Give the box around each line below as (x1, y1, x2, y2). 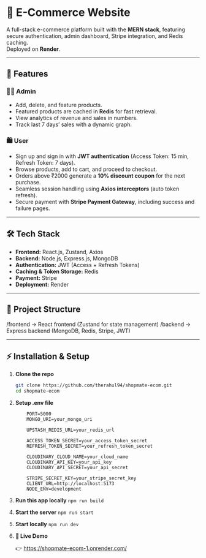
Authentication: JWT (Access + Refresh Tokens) (15, 261, 140, 268)
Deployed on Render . (6, 45, 61, 53)
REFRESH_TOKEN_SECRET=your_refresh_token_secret (26, 443, 153, 450)
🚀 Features (6, 69, 48, 79)
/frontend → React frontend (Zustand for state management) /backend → (6, 320, 191, 328)
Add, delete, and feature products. (15, 101, 102, 108)
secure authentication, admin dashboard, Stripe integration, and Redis (6, 32, 183, 39)
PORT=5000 (26, 411, 51, 417)
